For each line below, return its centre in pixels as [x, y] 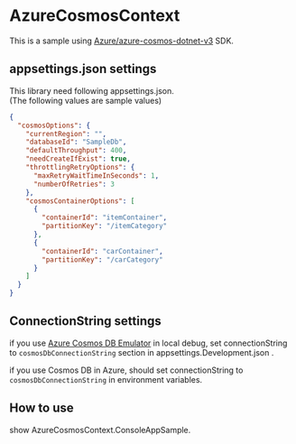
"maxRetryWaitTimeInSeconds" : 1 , [96, 176]
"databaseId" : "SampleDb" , [76, 142]
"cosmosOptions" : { [54, 125]
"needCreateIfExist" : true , [78, 159]
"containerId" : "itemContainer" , [105, 217]
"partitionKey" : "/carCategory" [103, 259]
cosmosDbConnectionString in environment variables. [106, 379]
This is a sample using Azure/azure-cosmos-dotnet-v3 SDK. [122, 41]
